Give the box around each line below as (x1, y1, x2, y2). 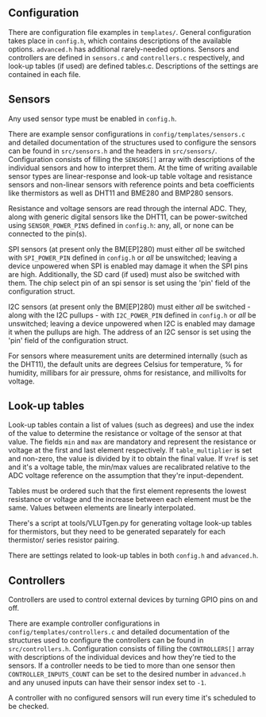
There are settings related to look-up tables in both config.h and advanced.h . (8, 551, 259, 561)
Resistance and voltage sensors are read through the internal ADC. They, (8, 203, 248, 213)
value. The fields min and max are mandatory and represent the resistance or (8, 437, 256, 447)
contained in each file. (8, 69, 81, 79)
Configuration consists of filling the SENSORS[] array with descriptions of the (8, 154, 256, 164)
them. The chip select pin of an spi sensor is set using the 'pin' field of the (8, 278, 251, 287)
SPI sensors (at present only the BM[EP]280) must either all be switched (8, 244, 245, 253)
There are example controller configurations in (8, 619, 160, 628)
